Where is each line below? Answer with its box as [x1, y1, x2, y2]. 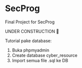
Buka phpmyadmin [12, 47, 50, 53]
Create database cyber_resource [12, 52, 78, 58]
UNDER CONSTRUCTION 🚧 [5, 28, 59, 34]
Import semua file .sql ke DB [12, 57, 68, 63]
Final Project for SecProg [5, 19, 55, 25]
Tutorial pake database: [5, 37, 52, 44]
